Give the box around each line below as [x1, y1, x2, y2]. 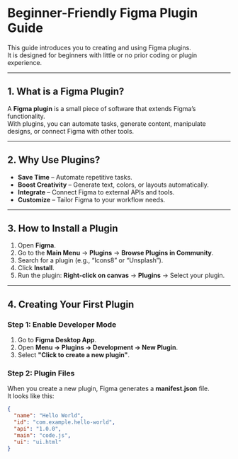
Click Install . [17, 264, 55, 272]
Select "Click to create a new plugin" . [17, 351, 130, 359]
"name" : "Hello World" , [13, 412, 84, 419]
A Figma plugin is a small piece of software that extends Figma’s [7, 104, 196, 112]
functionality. [7, 112, 46, 120]
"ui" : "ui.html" [13, 438, 62, 446]
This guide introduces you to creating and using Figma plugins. [7, 43, 191, 52]
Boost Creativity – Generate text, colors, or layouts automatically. [17, 180, 209, 189]
